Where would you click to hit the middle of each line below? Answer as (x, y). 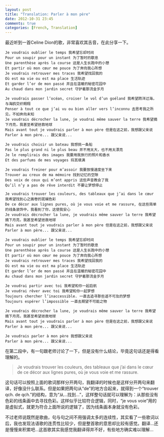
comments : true (20, 23)
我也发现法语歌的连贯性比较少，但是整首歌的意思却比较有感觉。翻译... (84, 424)
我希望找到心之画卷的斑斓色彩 (31, 199)
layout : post (18, 10)
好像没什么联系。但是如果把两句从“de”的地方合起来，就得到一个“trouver (86, 388)
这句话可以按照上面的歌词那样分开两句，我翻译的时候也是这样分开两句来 (78, 383)
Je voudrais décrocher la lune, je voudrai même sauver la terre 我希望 (79, 120)
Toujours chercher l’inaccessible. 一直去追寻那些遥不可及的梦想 (68, 296)
